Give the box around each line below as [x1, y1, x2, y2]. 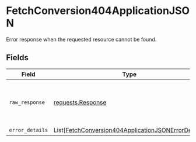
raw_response [9, 99, 45, 106]
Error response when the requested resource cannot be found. [6, 36, 157, 43]
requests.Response [53, 98, 107, 106]
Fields [6, 53, 29, 63]
